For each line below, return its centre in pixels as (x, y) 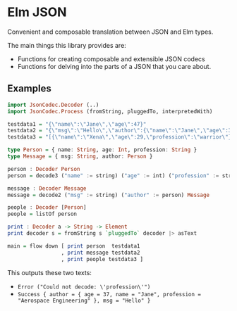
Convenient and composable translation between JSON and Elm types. (110, 32)
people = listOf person (42, 214)
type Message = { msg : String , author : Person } (80, 156)
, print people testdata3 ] (102, 259)
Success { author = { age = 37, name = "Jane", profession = (109, 294)
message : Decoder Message (47, 188)
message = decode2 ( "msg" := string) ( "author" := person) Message (109, 195)
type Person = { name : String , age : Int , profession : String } (102, 150)
